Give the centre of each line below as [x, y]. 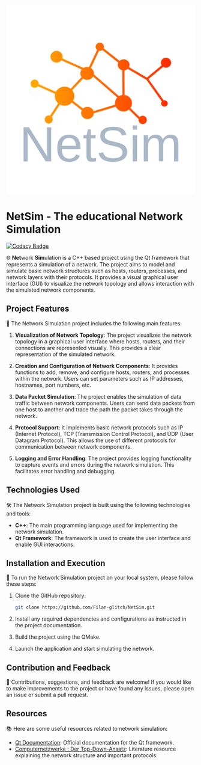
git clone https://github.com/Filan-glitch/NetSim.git [85, 607]
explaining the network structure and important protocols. [86, 755]
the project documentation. [48, 625]
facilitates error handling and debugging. [65, 471]
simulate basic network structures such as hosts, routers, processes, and [97, 271]
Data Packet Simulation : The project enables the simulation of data [98, 396]
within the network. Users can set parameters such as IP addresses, [99, 378]
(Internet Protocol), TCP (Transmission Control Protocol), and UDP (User [104, 434]
